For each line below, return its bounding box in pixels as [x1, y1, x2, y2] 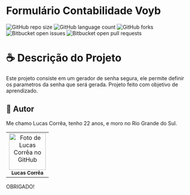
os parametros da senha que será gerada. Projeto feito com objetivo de [6, 81, 178, 88]
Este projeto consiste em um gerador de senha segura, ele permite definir [6, 74, 185, 81]
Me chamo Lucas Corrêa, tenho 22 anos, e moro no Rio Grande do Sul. [6, 119, 178, 126]
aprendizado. [6, 87, 38, 94]
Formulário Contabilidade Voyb [6, 4, 161, 18]
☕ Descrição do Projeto [6, 52, 122, 65]
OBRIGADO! [6, 183, 35, 190]
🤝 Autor [6, 104, 35, 114]
